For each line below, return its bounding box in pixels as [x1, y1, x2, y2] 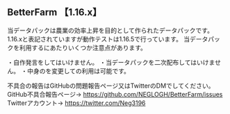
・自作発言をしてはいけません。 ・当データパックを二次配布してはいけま [7, 58, 215, 66]
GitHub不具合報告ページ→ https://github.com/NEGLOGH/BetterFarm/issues [7, 90, 223, 98]
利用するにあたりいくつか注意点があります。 [19, 44, 147, 52]
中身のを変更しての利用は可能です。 [26, 66, 131, 75]
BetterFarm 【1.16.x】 [7, 6, 102, 19]
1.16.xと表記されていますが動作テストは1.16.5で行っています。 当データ [7, 35, 208, 43]
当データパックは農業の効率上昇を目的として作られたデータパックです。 [7, 26, 214, 35]
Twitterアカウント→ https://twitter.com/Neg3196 [7, 99, 146, 107]
